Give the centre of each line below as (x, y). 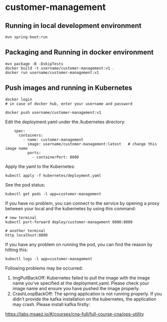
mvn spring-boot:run (27, 37)
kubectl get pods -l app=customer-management (53, 194)
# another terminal (25, 231)
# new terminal (21, 218)
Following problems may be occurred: (44, 268)
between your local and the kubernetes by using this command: (71, 208)
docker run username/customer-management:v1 (52, 72)
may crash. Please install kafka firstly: (51, 304)
